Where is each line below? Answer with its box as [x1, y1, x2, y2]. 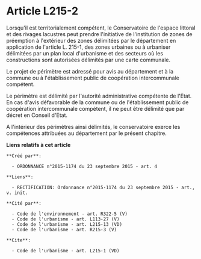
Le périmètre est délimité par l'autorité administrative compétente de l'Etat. [6, 92, 192, 99]
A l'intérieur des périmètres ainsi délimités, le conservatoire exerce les [6, 123, 181, 130]
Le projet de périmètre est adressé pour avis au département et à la [6, 67, 174, 75]
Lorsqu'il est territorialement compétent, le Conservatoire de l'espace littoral [6, 24, 196, 31]
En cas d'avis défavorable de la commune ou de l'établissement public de [6, 98, 189, 106]
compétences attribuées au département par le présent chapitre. [6, 129, 167, 137]
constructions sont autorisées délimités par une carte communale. [6, 56, 171, 63]
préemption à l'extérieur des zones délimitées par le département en [6, 37, 176, 44]
